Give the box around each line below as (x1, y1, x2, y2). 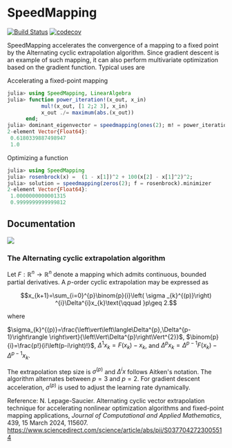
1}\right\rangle (7, 333, 48, 341)
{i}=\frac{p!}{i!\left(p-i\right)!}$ (7, 341, 95, 349)
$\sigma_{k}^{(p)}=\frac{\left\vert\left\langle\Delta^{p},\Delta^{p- (7, 325, 191, 333)
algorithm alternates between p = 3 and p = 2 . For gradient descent (7, 375, 200, 383)
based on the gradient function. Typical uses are (7, 63, 145, 71)
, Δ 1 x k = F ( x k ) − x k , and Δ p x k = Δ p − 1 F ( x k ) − (94, 340, 217, 351)
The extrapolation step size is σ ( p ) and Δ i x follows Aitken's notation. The (7, 366, 212, 376)
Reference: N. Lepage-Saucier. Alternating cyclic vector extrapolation (7, 397, 205, 405)
